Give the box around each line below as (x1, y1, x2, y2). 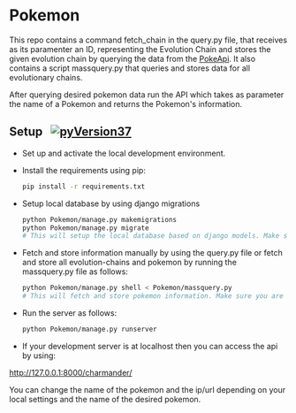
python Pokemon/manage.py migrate (21, 223, 149, 233)
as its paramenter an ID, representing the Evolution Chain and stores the (9, 43, 271, 54)
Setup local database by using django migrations (21, 198, 201, 209)
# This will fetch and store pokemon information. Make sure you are (21, 292, 285, 301)
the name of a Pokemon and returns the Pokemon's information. (9, 98, 243, 109)
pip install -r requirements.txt (21, 182, 146, 191)
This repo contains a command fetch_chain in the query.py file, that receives (9, 34, 288, 45)
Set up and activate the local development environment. (21, 148, 226, 158)
